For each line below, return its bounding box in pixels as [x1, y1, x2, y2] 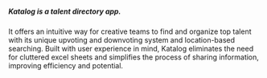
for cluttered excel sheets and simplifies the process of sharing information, [8, 52, 260, 62]
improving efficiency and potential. [8, 60, 123, 70]
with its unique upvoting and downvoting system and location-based [8, 35, 236, 44]
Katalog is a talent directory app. [8, 6, 121, 16]
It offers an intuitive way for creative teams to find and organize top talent [8, 27, 252, 36]
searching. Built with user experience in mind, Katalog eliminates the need [8, 43, 254, 53]
